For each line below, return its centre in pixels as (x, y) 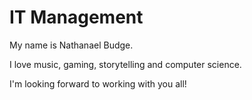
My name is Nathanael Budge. (71, 45)
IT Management (76, 17)
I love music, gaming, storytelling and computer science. (125, 64)
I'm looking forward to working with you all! (98, 83)
